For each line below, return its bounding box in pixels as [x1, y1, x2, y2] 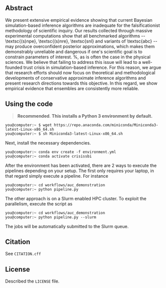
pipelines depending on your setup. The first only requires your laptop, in [5, 168, 155, 174]
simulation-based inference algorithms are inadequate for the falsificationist [5, 22, 160, 28]
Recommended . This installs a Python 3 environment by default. [17, 113, 153, 119]
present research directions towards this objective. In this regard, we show [5, 80, 158, 86]
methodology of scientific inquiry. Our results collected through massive [5, 27, 153, 34]
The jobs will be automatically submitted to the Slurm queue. [5, 223, 129, 229]
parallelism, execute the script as [5, 200, 73, 207]
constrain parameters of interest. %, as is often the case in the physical [5, 54, 151, 60]
